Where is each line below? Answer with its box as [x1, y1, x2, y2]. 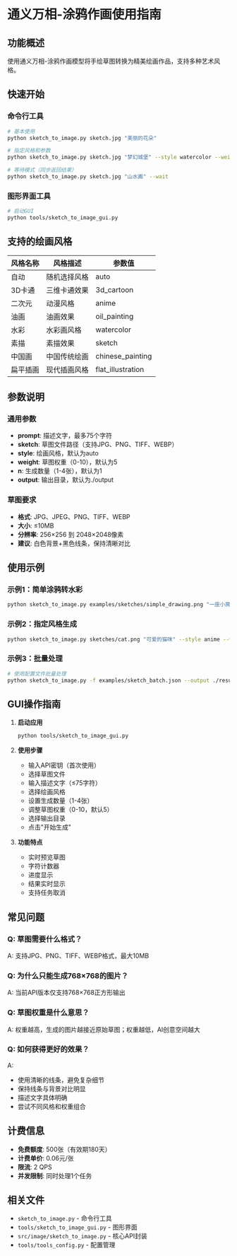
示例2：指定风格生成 [7, 620, 78, 629]
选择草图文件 [28, 770, 66, 779]
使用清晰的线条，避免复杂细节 [17, 1076, 104, 1084]
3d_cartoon [95, 284, 134, 294]
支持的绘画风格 [7, 235, 73, 248]
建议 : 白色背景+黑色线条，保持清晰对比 [17, 539, 131, 547]
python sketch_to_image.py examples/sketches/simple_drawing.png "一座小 [7, 601, 226, 608]
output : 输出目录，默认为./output [17, 475, 114, 484]
